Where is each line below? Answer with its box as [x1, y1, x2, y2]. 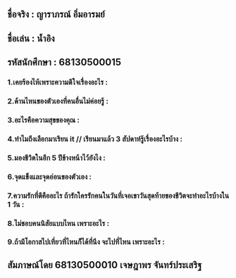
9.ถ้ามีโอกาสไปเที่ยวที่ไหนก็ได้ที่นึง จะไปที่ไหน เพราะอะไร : [7, 237, 166, 247]
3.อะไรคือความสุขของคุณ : [7, 115, 80, 125]
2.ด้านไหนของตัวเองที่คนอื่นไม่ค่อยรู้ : [7, 96, 109, 106]
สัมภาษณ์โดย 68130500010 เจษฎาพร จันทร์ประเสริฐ [7, 259, 202, 271]
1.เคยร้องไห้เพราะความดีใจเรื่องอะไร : [7, 77, 108, 87]
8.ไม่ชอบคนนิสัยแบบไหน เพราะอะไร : [7, 218, 110, 228]
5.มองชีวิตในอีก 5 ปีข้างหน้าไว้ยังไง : [7, 153, 106, 163]
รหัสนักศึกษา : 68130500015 [7, 56, 122, 68]
